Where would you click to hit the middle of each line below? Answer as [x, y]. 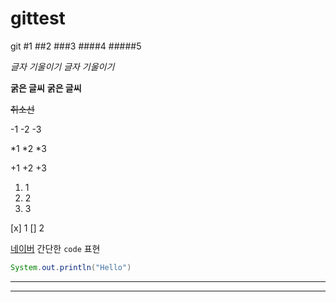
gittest [38, 18]
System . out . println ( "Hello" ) [71, 267]
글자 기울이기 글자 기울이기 [62, 66]
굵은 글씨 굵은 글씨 [46, 88]
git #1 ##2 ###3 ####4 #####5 [76, 46]
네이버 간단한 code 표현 [55, 248]
